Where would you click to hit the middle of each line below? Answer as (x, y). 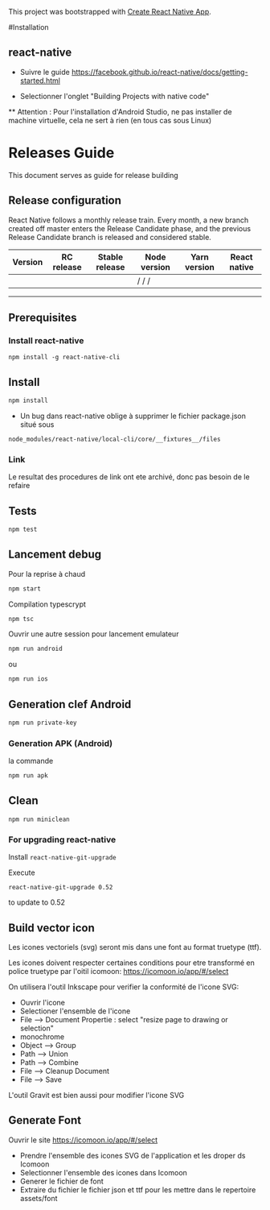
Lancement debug (55, 555)
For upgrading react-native (62, 839)
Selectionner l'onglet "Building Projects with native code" (115, 96)
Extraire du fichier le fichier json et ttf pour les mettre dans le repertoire (138, 1189)
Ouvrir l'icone (43, 1003)
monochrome (42, 1037)
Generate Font (45, 1120)
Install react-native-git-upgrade (62, 857)
